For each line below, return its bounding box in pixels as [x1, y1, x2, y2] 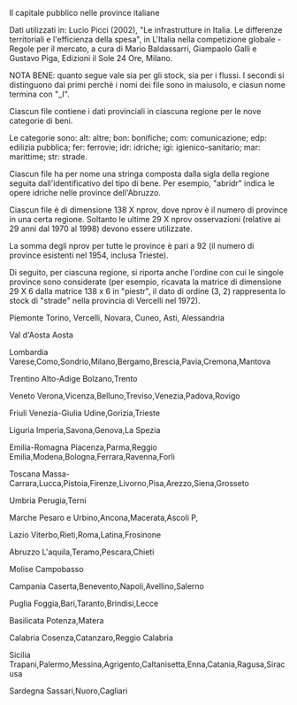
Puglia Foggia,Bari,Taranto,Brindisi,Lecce [9, 598, 159, 608]
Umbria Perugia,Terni [9, 495, 87, 506]
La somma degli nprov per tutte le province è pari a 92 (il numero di [9, 241, 255, 251]
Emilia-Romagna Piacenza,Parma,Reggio [9, 442, 157, 453]
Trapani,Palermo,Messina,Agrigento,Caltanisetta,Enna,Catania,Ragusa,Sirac [9, 659, 286, 670]
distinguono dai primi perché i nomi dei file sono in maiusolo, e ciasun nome [9, 80, 286, 89]
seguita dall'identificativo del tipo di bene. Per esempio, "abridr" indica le [9, 178, 276, 189]
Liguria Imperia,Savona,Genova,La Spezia [9, 425, 161, 435]
